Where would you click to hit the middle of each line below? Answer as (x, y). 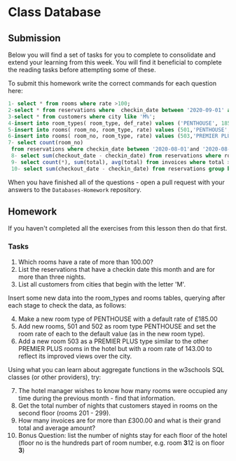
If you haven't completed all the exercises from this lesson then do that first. (118, 228)
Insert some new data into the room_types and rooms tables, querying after (117, 298)
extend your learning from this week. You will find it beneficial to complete (115, 62)
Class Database (55, 12)
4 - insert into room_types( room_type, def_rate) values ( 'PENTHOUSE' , (113, 123)
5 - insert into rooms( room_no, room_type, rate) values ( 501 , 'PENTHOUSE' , (119, 130)
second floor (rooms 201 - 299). (64, 413)
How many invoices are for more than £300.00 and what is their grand (119, 420)
